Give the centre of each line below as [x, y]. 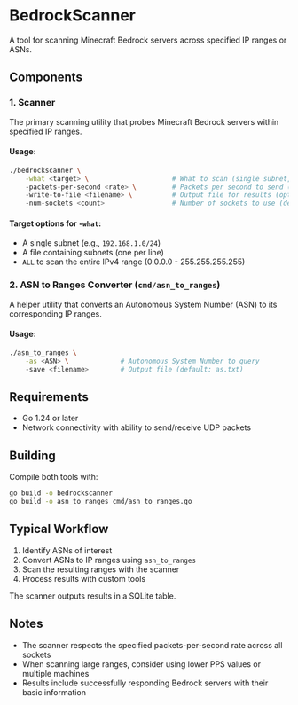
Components [46, 78]
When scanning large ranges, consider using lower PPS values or [141, 664]
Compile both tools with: [54, 477]
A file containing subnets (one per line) [93, 253]
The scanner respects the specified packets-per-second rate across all [152, 645]
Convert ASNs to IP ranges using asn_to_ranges [109, 560]
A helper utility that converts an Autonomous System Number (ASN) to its [143, 304]
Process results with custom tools [84, 578]
